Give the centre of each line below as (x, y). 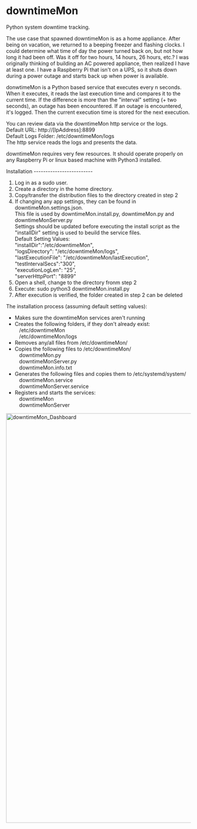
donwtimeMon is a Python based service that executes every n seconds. (94, 87)
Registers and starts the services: (55, 392)
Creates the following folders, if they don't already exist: (82, 323)
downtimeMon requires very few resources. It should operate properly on (95, 153)
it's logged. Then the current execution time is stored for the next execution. (98, 112)
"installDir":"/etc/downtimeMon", (54, 245)
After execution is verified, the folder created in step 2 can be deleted (98, 295)
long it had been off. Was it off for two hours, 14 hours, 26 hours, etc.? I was (98, 57)
